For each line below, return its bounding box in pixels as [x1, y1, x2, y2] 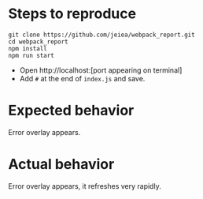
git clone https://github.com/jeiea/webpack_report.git [8, 31, 195, 39]
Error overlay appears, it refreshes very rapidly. [8, 181, 161, 190]
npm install [8, 44, 47, 52]
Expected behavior [8, 102, 135, 119]
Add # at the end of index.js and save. [19, 73, 146, 83]
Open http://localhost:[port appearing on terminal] [19, 65, 183, 75]
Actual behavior [8, 156, 115, 174]
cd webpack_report [8, 37, 68, 46]
